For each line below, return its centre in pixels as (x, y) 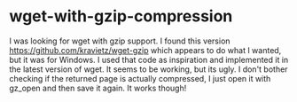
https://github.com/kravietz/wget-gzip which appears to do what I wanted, (145, 50)
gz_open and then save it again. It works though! (98, 88)
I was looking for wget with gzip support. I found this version (120, 41)
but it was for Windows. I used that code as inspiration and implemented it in (149, 59)
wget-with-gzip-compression (121, 16)
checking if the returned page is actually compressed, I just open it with (140, 78)
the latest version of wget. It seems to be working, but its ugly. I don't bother (148, 69)
